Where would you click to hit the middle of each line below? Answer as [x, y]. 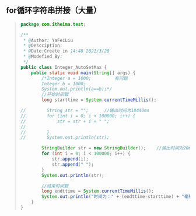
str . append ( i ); [70, 159]
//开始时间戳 [55, 95]
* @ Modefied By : [43, 57]
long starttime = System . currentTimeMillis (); [99, 100]
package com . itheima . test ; [53, 24]
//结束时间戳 [55, 186]
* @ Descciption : [43, 46]
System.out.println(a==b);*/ [77, 89]
